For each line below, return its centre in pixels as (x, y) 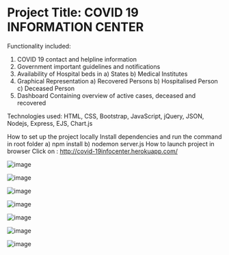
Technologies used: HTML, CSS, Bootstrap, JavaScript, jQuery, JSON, (106, 116)
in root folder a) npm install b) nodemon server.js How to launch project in (111, 144)
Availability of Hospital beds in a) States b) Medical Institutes (102, 74)
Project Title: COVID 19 (73, 13)
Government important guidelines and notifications (89, 66)
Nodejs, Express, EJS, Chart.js (50, 123)
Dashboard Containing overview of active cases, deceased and (106, 95)
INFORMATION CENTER (76, 27)
